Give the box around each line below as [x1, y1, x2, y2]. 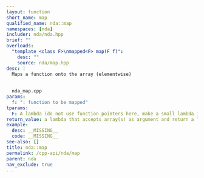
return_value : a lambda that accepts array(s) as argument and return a [6, 116, 194, 122]
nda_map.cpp [12, 88, 42, 94]
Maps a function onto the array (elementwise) [12, 71, 132, 77]
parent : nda [6, 156, 36, 162]
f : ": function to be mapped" [12, 99, 88, 105]
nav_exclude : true [6, 162, 53, 168]
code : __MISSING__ [12, 133, 59, 140]
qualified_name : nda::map [6, 20, 72, 26]
